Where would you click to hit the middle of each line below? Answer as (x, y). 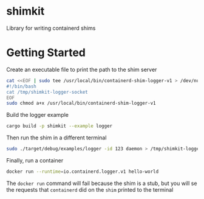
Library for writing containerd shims (51, 28)
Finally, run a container (35, 160)
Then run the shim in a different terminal (56, 138)
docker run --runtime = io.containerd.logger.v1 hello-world (83, 172)
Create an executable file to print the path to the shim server (82, 69)
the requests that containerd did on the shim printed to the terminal (90, 189)
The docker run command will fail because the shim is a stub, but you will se (102, 183)
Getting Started (46, 53)
